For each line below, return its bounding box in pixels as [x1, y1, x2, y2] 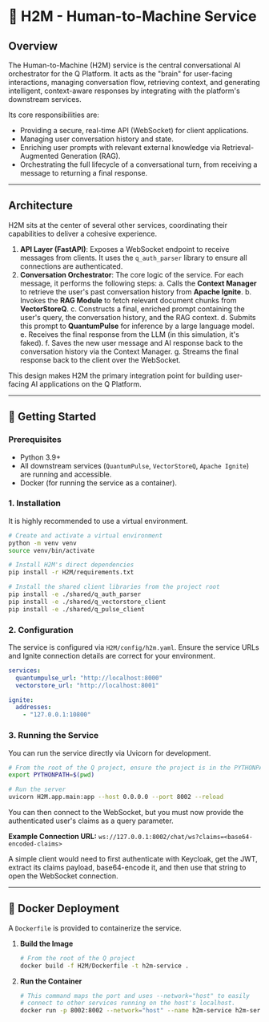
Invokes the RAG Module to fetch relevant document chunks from [19, 295, 238, 305]
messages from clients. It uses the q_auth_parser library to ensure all [19, 253, 247, 262]
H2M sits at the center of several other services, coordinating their [8, 220, 228, 229]
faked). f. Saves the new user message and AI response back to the [19, 338, 243, 347]
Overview [8, 39, 58, 53]
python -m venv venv [8, 539, 78, 547]
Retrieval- [221, 143, 255, 152]
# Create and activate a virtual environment [8, 531, 163, 540]
